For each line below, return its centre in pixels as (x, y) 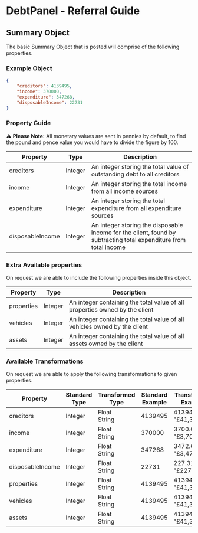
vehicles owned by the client (108, 327)
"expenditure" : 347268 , (46, 97)
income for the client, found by (133, 233)
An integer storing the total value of (140, 166)
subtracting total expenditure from (138, 240)
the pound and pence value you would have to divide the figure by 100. (92, 142)
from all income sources (124, 191)
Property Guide (29, 123)
